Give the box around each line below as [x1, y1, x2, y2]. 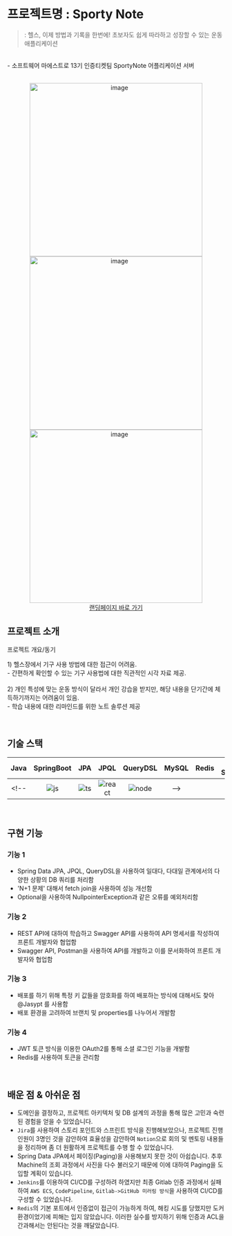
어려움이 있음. [42, 693, 79, 702]
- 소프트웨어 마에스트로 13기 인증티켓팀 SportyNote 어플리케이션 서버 [7, 61, 195, 69]
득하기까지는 [7, 693, 41, 702]
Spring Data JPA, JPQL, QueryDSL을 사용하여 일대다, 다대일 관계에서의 [17, 867, 213, 876]
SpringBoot [33, 763, 72, 773]
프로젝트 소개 [7, 625, 60, 638]
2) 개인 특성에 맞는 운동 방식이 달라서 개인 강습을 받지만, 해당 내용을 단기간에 [7, 684, 214, 693]
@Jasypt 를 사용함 [17, 1000, 68, 1008]
